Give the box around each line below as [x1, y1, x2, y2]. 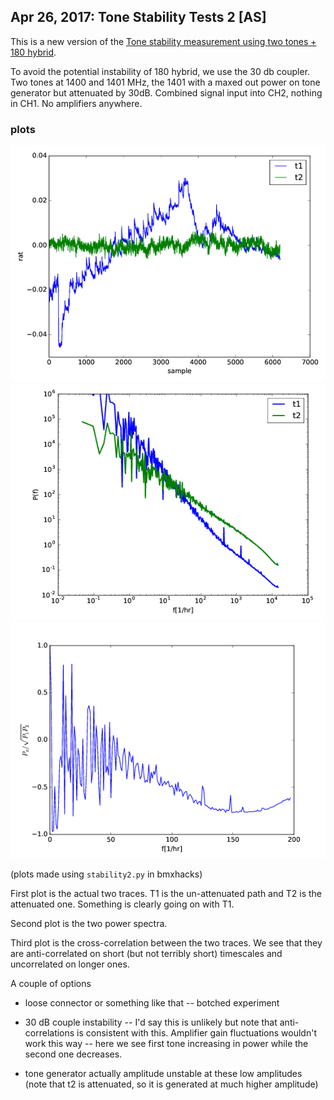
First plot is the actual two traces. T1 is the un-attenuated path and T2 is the [10, 888, 323, 900]
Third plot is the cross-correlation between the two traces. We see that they [10, 937, 323, 949]
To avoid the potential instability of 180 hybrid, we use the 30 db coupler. [10, 65, 311, 77]
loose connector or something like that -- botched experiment [24, 997, 280, 1009]
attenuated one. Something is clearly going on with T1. [10, 898, 235, 910]
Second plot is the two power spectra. [10, 918, 168, 930]
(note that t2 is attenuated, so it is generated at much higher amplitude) [24, 1078, 319, 1090]
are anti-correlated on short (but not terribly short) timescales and [10, 948, 283, 960]
